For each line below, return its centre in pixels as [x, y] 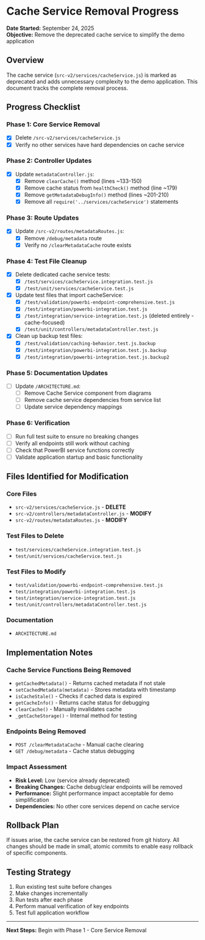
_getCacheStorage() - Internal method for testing [76, 716]
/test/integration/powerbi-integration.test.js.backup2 [97, 357]
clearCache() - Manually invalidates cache [68, 709]
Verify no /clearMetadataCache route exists [78, 245]
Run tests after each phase [49, 900]
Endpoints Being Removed [46, 731]
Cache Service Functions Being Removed [69, 670]
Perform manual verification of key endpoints [72, 906]
